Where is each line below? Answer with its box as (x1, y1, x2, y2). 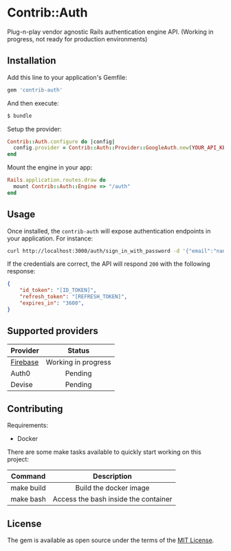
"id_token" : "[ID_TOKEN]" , (19, 287, 97, 294)
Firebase (10, 357, 39, 366)
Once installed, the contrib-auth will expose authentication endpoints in (7, 227, 211, 235)
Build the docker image (75, 484, 150, 493)
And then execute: (7, 98, 59, 107)
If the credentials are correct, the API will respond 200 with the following (7, 260, 211, 268)
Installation (7, 55, 56, 67)
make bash (10, 495, 46, 504)
